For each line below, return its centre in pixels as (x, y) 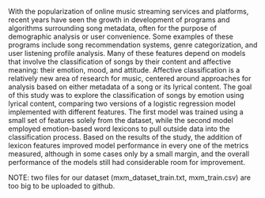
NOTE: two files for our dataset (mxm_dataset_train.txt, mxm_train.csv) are (130, 177)
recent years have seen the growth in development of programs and (119, 20)
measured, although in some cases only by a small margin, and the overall (129, 154)
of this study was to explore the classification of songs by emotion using (126, 95)
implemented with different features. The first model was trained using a (126, 112)
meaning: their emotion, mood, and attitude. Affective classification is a (124, 70)
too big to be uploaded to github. (62, 186)
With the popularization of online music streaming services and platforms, (129, 11)
